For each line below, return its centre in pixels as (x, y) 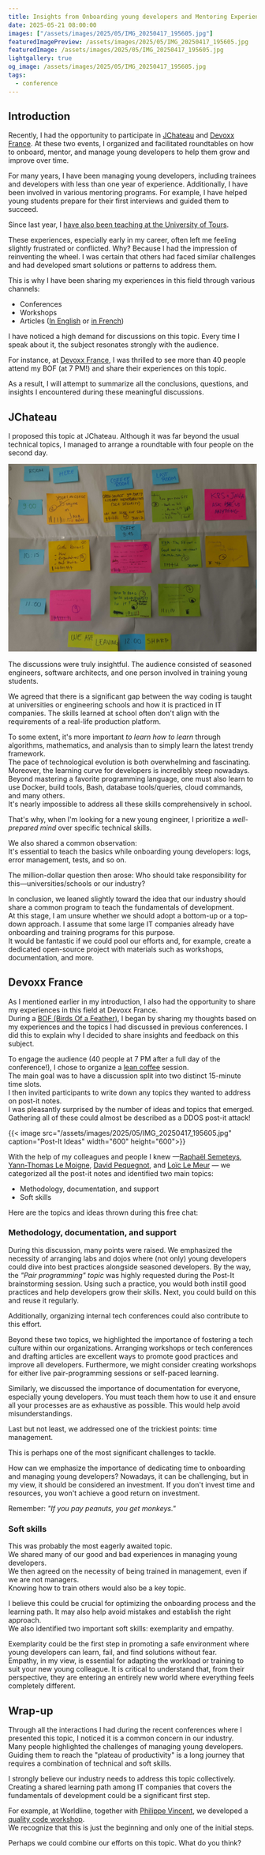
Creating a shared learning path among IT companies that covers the (120, 1787)
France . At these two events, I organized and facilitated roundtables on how (131, 144)
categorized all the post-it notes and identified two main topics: (111, 1173)
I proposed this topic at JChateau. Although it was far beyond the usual (124, 436)
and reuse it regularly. (44, 1300)
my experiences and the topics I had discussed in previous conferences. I (128, 1027)
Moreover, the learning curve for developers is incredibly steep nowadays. (129, 770)
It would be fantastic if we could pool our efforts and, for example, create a (130, 941)
